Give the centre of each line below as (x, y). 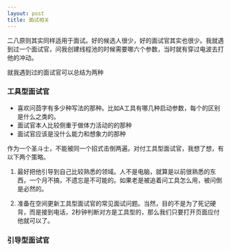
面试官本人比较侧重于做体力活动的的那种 (74, 125)
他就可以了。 (35, 220)
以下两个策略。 (28, 157)
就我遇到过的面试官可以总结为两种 (55, 72)
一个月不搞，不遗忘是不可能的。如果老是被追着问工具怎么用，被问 (123, 180)
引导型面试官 (29, 240)
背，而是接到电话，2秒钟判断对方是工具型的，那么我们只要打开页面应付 (118, 212)
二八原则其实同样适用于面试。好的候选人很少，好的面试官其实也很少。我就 (112, 40)
